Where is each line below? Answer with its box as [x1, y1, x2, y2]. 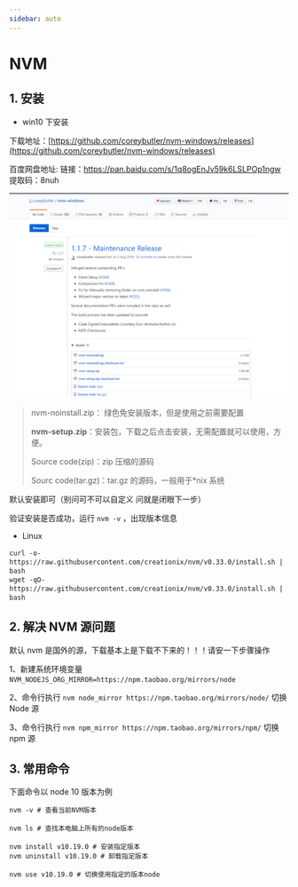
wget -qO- [9, 575, 46, 584]
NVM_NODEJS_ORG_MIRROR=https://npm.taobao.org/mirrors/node [9, 675, 237, 684]
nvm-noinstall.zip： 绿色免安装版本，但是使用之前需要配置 [30, 407, 245, 417]
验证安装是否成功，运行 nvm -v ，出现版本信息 [9, 512, 177, 523]
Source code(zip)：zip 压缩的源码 [30, 455, 155, 466]
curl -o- [9, 549, 42, 558]
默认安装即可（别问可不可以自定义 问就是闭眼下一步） [9, 494, 206, 504]
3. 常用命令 [9, 761, 70, 776]
